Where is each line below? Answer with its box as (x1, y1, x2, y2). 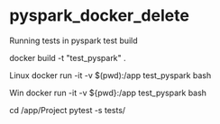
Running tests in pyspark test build (9, 35, 138, 46)
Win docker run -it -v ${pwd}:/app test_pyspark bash (9, 87, 207, 98)
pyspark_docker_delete (9, 5, 189, 26)
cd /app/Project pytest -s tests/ (9, 104, 126, 115)
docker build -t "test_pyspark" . (9, 52, 126, 63)
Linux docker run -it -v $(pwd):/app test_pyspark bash (9, 69, 212, 81)
